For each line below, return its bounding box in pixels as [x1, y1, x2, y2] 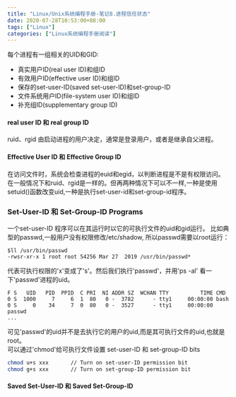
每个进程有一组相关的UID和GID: [7, 50, 99, 59]
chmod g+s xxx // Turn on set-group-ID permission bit [7, 365, 191, 373]
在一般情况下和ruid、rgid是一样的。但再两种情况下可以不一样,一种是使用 [7, 178, 218, 187]
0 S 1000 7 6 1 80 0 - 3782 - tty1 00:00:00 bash [7, 295, 230, 302]
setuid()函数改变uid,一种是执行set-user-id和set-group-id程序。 [7, 187, 191, 196]
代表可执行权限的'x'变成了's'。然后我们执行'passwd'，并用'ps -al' [7, 266, 199, 275]
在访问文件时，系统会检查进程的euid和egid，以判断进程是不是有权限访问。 [7, 170, 225, 178]
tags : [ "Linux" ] [7, 23, 55, 30]
